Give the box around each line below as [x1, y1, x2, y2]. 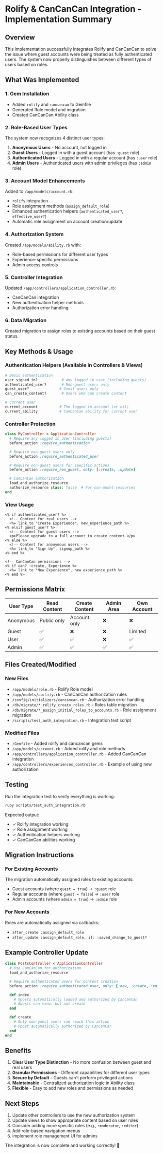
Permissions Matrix [5, 585, 65, 593]
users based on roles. [5, 62, 49, 67]
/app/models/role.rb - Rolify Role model [12, 686, 93, 692]
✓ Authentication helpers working [12, 831, 80, 837]
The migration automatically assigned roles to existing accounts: [5, 877, 134, 882]
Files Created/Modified [5, 661, 77, 669]
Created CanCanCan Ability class [12, 112, 79, 117]
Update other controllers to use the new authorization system [12, 1113, 135, 1118]
